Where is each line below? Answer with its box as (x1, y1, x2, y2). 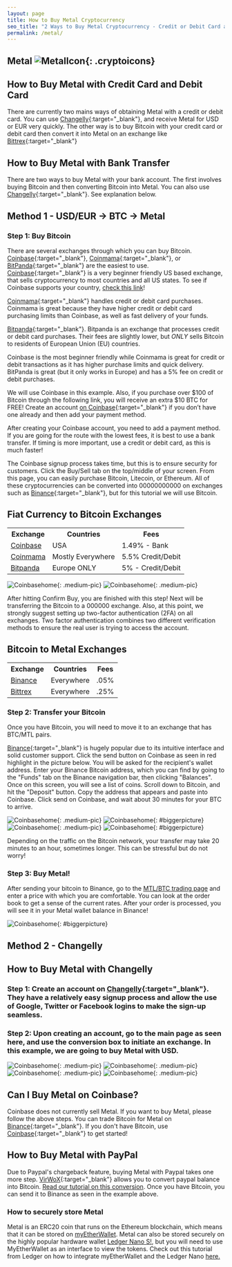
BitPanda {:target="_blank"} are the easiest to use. (7, 261, 149, 270)
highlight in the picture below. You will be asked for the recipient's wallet (7, 758, 213, 766)
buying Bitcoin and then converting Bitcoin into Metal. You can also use (7, 183, 210, 191)
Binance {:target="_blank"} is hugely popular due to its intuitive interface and (7, 743, 224, 752)
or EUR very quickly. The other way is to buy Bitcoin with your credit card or (7, 122, 223, 131)
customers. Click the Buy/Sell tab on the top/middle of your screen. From (7, 466, 215, 474)
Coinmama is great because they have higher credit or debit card (7, 304, 193, 312)
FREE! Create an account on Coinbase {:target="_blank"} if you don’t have (7, 403, 216, 411)
